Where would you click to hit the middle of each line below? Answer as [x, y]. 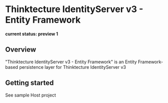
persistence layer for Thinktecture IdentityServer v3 [73, 67]
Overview [21, 49]
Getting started [30, 83]
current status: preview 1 [32, 34]
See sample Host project [31, 95]
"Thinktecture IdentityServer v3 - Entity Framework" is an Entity [71, 62]
